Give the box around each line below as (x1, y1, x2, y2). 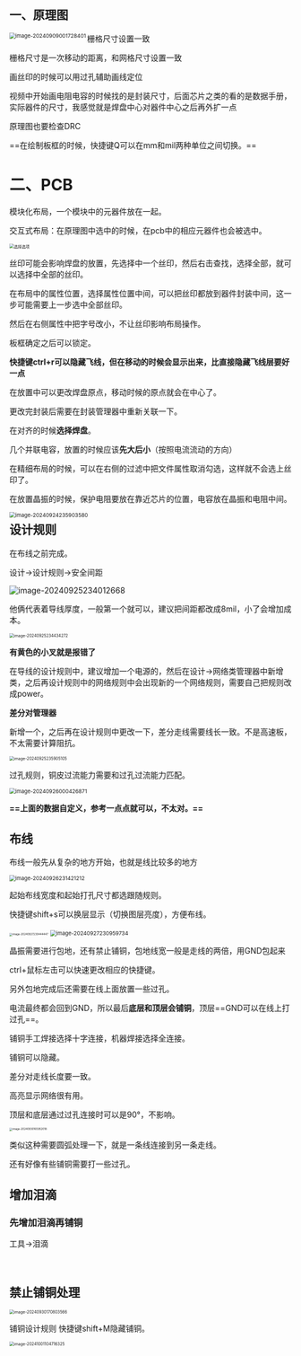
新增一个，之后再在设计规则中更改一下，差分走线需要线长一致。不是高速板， (9, 726, 292, 737)
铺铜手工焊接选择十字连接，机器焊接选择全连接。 (9, 1033, 190, 1043)
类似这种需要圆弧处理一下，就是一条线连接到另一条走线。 (9, 1139, 221, 1150)
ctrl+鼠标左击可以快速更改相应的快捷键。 (9, 964, 160, 975)
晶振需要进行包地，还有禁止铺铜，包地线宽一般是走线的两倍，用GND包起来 (9, 946, 287, 956)
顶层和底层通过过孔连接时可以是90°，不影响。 (9, 1109, 180, 1120)
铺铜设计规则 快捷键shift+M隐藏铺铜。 (9, 1323, 150, 1334)
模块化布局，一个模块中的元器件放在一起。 (9, 206, 167, 216)
